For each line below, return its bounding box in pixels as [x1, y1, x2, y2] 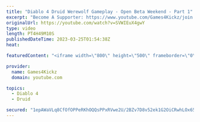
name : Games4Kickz [11, 69, 58, 75]
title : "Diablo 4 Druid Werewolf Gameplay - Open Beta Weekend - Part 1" [6, 8, 193, 15]
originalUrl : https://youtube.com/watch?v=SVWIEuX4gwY [6, 20, 145, 26]
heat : [6, 42, 20, 48]
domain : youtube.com [11, 74, 62, 80]
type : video [6, 25, 36, 32]
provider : [6, 63, 31, 69]
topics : [6, 85, 26, 91]
